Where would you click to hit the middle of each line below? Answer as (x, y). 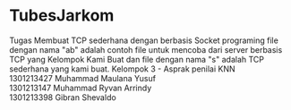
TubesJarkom (62, 16)
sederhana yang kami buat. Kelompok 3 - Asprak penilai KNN (122, 69)
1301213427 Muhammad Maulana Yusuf (83, 78)
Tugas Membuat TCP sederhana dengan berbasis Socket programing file (144, 40)
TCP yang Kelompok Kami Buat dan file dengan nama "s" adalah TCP (137, 59)
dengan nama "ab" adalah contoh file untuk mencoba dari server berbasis (146, 49)
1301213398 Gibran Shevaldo (63, 97)
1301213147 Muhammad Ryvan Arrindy (81, 88)
